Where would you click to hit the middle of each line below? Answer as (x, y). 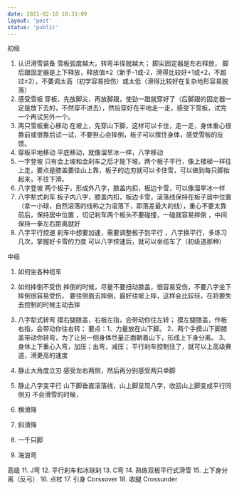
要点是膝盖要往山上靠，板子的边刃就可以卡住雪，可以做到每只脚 (130, 170)
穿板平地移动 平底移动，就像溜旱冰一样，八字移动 (90, 152)
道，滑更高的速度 (43, 355)
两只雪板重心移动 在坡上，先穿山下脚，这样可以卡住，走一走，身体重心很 (124, 126)
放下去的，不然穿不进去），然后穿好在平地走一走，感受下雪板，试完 (128, 108)
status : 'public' (33, 27)
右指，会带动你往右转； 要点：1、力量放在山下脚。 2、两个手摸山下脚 (119, 329)
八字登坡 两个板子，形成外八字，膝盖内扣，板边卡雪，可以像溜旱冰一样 (121, 188)
